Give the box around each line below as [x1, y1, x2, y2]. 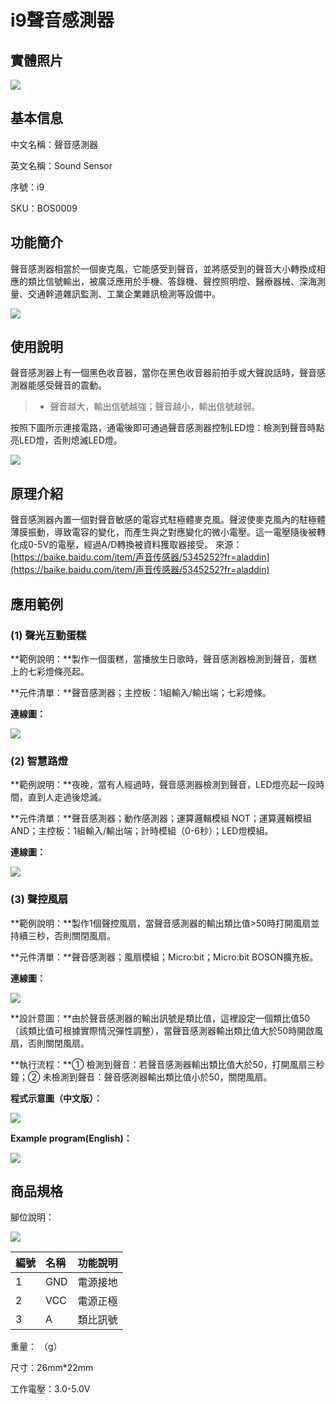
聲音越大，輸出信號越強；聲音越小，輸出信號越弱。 [49, 401, 261, 413]
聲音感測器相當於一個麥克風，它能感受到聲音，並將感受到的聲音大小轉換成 [10, 262, 317, 275]
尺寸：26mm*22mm [10, 1362, 94, 1374]
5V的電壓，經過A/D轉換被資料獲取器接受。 [37, 539, 214, 551]
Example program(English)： [10, 1132, 133, 1144]
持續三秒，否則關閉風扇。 [10, 929, 116, 941]
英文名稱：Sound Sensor [10, 159, 113, 171]
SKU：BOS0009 [10, 202, 78, 214]
